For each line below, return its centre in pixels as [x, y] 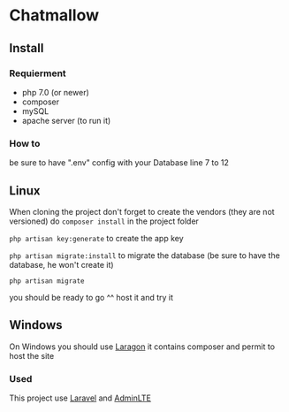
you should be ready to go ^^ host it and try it [91, 297]
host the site [32, 355]
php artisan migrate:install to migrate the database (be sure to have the [144, 255]
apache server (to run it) [66, 120]
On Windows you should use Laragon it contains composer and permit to [142, 347]
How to [25, 143]
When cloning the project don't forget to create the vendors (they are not [142, 211]
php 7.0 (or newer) [56, 92]
